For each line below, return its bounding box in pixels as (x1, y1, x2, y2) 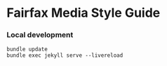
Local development (6, 30, 74, 40)
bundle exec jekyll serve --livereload (6, 52, 123, 59)
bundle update (6, 46, 48, 53)
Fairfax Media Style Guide (6, 5, 161, 21)
